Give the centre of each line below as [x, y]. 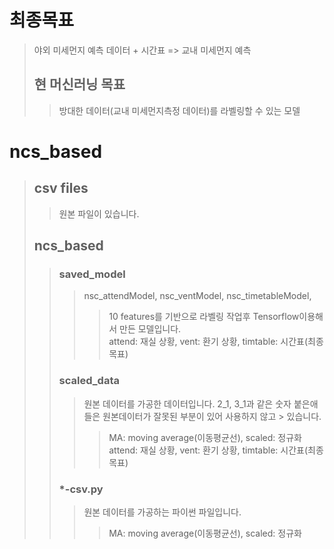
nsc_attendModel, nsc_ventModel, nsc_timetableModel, [197, 296]
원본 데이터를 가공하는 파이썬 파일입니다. [162, 512]
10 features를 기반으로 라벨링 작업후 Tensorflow [204, 317]
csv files [61, 188]
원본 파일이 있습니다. [99, 213]
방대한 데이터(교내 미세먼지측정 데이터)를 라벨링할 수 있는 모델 [179, 110]
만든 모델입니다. [150, 329]
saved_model [92, 274]
